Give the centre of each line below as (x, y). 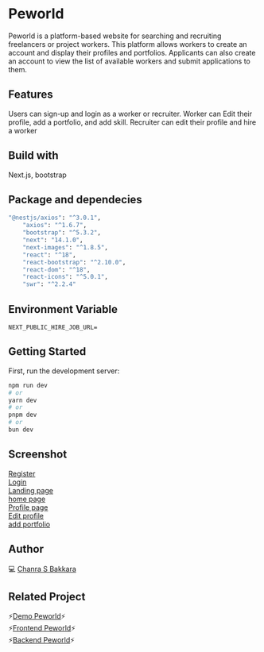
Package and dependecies (76, 199)
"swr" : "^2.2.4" (50, 284)
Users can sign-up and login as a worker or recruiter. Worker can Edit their (130, 114)
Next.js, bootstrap (38, 175)
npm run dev (28, 385)
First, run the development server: (64, 371)
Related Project (47, 596)
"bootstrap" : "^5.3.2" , (62, 233)
